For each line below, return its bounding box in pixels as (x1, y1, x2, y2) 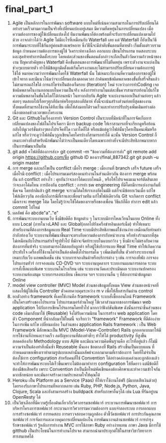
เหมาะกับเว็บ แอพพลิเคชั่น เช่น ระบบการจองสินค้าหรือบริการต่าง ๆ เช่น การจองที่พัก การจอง (12, 255, 159, 261)
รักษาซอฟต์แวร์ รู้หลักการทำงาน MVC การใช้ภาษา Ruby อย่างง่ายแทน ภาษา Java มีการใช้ (12, 422, 161, 428)
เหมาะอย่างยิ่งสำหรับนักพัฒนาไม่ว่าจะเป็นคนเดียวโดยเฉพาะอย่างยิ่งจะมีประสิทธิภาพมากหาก (12, 137, 157, 143)
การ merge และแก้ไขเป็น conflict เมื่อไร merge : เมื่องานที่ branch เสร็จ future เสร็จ (12, 165, 161, 171)
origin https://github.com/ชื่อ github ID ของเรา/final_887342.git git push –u (12, 154, 159, 160)
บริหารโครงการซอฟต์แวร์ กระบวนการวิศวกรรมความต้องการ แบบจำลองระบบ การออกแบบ (12, 405, 156, 411)
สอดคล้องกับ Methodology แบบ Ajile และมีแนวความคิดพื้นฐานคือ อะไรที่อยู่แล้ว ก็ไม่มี (12, 338, 158, 344)
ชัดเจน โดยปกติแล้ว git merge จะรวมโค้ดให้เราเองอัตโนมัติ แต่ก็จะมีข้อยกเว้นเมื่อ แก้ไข (12, 187, 155, 193)
